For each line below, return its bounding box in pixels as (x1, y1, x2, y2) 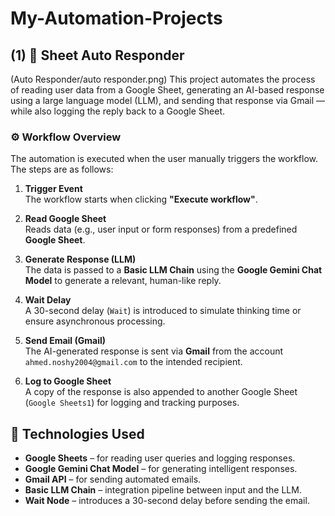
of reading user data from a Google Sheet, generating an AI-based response (10, 84, 325, 96)
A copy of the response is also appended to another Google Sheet (24, 386, 298, 398)
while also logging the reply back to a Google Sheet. (10, 105, 225, 117)
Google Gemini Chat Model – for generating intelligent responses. (24, 463, 298, 475)
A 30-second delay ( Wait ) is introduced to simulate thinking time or (24, 305, 302, 317)
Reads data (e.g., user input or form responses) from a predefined (24, 223, 298, 236)
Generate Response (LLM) (24, 253, 137, 266)
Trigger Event (24, 183, 83, 195)
